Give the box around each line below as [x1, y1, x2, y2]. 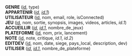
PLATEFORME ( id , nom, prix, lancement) [5, 30, 88, 36]
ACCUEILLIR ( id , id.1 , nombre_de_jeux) [5, 25, 84, 31]
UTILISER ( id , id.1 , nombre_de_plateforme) [5, 46, 91, 51]
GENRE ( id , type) [5, 4, 39, 10]
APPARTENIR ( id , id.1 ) [5, 9, 50, 15]
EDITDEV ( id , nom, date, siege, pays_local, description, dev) [5, 40, 128, 46]
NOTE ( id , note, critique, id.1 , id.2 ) [5, 35, 73, 41]
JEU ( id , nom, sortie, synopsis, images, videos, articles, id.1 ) [5, 19, 127, 25]
